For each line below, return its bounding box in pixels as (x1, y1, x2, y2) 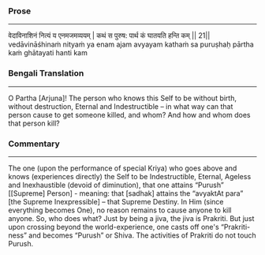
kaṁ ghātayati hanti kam (8, 48, 88, 58)
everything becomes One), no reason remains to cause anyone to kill (8, 205, 232, 215)
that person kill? (8, 118, 61, 128)
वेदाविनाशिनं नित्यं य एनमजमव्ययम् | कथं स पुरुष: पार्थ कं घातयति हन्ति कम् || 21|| (8, 31, 211, 40)
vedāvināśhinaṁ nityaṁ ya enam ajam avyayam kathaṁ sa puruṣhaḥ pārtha (8, 39, 254, 49)
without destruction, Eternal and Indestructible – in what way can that (8, 101, 233, 111)
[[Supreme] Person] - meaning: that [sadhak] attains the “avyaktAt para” (8, 188, 244, 198)
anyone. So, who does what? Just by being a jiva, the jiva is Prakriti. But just (8, 213, 255, 223)
